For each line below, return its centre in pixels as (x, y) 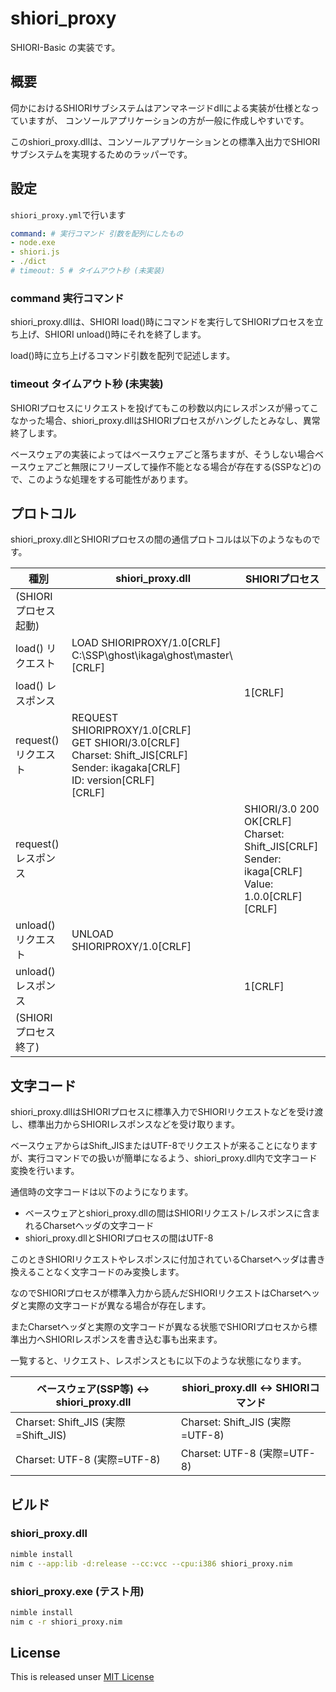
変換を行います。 (45, 1171)
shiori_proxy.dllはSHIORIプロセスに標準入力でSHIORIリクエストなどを (154, 1112)
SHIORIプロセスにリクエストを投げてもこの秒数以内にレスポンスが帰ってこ (164, 408)
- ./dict (28, 262)
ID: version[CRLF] (113, 780)
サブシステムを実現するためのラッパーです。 (101, 154)
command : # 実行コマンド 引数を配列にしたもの (97, 233)
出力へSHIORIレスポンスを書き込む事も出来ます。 (120, 1339)
